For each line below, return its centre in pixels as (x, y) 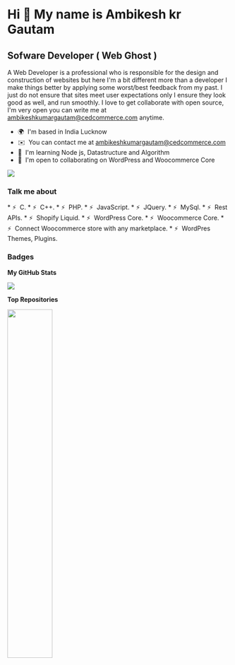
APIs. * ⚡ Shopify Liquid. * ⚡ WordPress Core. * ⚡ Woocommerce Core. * (116, 218)
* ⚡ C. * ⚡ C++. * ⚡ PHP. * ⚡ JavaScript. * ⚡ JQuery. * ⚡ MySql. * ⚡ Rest (117, 207)
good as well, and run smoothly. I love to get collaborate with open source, (116, 102)
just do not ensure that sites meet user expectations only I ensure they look (116, 95)
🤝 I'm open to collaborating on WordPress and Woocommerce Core (116, 160)
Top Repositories (33, 299)
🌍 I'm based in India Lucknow (62, 131)
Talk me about (32, 192)
